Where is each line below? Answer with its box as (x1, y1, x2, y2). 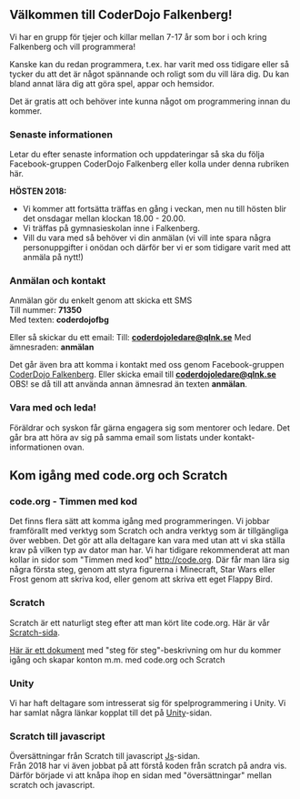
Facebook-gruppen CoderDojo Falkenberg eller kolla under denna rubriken (9, 158, 289, 169)
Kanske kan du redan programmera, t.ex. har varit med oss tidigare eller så (9, 58, 289, 69)
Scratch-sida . (9, 627, 61, 638)
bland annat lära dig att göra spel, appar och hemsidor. (9, 77, 215, 89)
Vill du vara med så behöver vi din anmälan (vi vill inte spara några (22, 232, 271, 244)
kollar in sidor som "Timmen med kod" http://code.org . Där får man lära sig (9, 554, 290, 565)
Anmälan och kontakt (9, 275, 106, 288)
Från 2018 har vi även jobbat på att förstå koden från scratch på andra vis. (9, 760, 287, 772)
